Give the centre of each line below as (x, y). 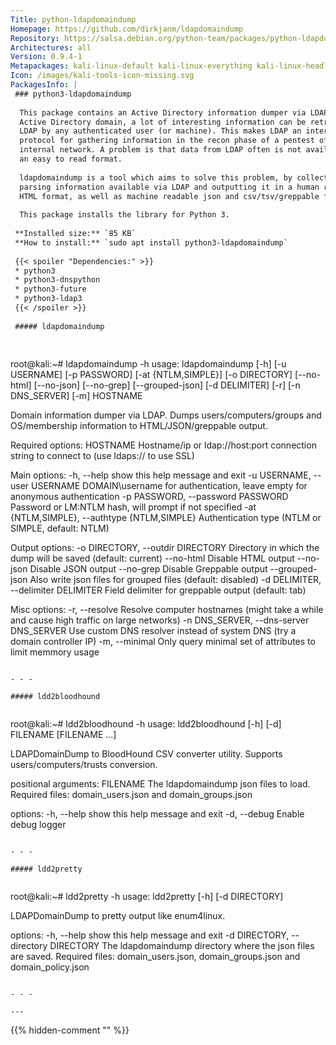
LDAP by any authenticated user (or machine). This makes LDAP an (160, 131)
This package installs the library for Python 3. (124, 215)
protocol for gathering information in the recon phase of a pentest (167, 141)
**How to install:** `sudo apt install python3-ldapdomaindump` (151, 242)
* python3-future (50, 289)
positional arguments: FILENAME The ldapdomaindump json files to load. (160, 784)
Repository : (35, 38)
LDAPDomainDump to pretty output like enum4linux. (118, 916)
